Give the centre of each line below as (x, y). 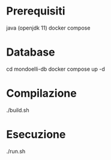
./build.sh (18, 110)
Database (31, 52)
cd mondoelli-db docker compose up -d (55, 69)
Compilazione (41, 93)
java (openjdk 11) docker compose (48, 28)
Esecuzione (36, 135)
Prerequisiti (36, 11)
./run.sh (16, 151)
